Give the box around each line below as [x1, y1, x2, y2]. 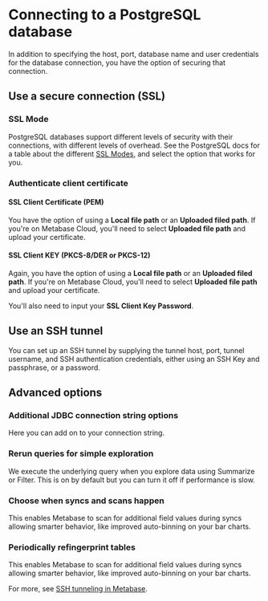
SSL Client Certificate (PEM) [8, 197, 104, 207]
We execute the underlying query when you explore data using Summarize [8, 466, 255, 476]
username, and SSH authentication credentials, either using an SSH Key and [8, 354, 260, 363]
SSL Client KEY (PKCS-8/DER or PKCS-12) [8, 250, 151, 260]
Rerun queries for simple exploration [8, 448, 154, 459]
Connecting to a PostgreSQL [8, 6, 201, 24]
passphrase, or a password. [8, 363, 100, 372]
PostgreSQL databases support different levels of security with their [8, 132, 233, 141]
